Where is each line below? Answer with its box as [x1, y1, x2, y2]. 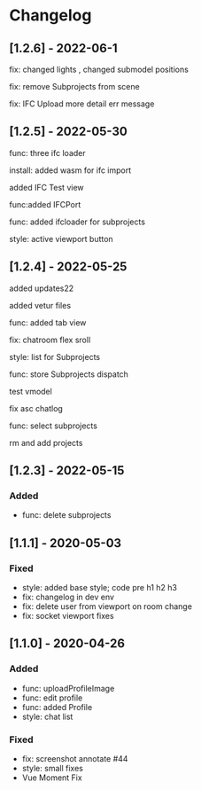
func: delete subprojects [21, 510, 112, 520]
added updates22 [9, 283, 74, 293]
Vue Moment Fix [21, 772, 82, 783]
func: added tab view [9, 317, 87, 328]
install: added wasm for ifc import [9, 165, 132, 176]
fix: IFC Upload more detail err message [9, 98, 155, 109]
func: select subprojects [9, 420, 97, 431]
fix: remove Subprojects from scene [9, 82, 140, 91]
